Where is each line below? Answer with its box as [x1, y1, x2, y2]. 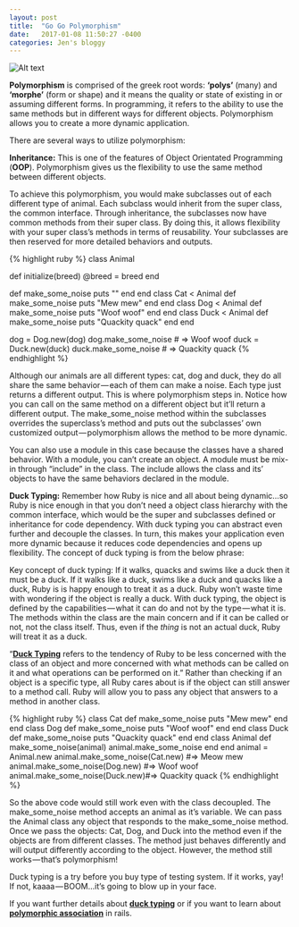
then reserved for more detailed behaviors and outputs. [9, 236, 213, 247]
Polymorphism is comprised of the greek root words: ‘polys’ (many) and [9, 80, 278, 90]
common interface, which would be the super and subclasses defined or [9, 510, 276, 520]
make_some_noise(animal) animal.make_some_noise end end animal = [9, 742, 269, 753]
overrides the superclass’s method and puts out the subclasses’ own [9, 417, 262, 429]
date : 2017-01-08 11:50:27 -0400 [9, 29, 142, 38]
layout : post [9, 13, 58, 22]
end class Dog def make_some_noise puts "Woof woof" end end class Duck [9, 723, 289, 734]
